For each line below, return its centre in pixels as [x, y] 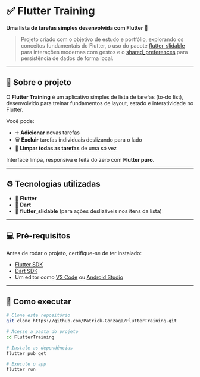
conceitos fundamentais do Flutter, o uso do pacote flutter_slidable [103, 45]
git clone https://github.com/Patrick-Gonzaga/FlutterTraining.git [92, 321]
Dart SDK [26, 271]
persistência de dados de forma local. [67, 58]
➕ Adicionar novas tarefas [47, 133]
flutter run [21, 370]
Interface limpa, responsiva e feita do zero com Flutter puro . [80, 159]
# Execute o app [26, 364]
